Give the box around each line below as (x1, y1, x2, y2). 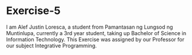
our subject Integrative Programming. (6, 42, 97, 49)
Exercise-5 (6, 4, 61, 18)
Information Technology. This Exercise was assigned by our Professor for (6, 36, 185, 43)
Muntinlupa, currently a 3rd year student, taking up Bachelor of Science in (6, 29, 187, 36)
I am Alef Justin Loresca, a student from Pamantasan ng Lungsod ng (6, 23, 173, 30)
